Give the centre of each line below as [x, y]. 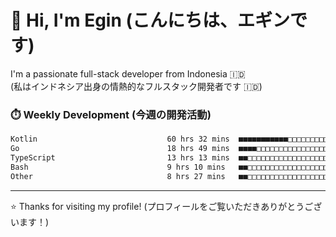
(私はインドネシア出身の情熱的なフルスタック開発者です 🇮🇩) [136, 86]
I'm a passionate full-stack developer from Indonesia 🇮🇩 [128, 73]
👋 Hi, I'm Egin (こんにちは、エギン [150, 20]
